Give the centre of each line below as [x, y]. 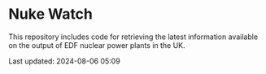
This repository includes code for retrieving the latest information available [133, 37]
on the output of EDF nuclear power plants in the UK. [97, 45]
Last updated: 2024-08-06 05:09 [64, 61]
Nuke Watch [51, 14]
